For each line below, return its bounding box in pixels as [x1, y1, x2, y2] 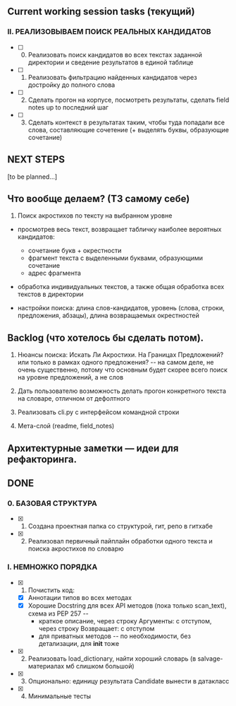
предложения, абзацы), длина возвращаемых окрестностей [17, 311, 199, 320]
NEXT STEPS [7, 153, 66, 165]
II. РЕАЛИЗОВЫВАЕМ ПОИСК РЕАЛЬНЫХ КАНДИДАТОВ [7, 27, 211, 37]
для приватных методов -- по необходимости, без [38, 632, 192, 640]
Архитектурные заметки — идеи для [7, 442, 179, 454]
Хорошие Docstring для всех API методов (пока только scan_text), [27, 601, 227, 610]
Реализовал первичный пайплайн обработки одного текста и [27, 537, 213, 546]
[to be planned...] [7, 172, 58, 181]
